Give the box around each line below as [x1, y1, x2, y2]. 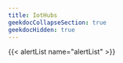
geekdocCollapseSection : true [8, 19, 107, 26]
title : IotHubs [8, 11, 58, 19]
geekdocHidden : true [8, 26, 76, 33]
